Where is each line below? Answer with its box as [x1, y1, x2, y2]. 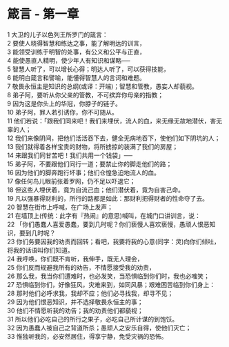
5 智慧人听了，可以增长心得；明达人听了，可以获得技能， [7, 65, 170, 73]
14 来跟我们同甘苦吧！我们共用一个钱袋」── [7, 151, 133, 159]
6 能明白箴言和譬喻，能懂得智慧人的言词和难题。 [7, 73, 146, 81]
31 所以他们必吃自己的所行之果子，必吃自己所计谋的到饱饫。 [7, 315, 179, 323]
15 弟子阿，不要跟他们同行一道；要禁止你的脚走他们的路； [7, 159, 172, 168]
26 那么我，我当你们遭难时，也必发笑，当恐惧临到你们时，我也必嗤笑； [7, 272, 210, 280]
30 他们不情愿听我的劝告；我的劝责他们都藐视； [7, 306, 143, 315]
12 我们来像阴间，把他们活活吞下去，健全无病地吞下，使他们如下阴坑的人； [7, 134, 221, 142]
